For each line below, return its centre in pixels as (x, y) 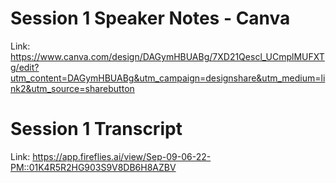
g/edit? (25, 67)
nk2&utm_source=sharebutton (72, 88)
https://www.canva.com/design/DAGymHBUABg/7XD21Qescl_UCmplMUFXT (167, 56)
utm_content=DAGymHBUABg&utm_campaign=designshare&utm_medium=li (168, 78)
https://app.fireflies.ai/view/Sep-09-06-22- (122, 156)
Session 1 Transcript (96, 129)
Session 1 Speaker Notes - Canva (150, 18)
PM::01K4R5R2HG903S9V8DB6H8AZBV (93, 167)
